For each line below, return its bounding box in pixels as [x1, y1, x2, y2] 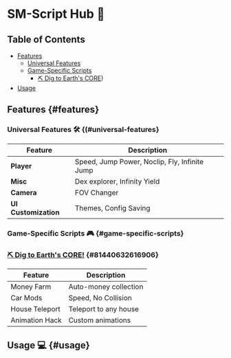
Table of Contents [7, 34, 86, 45]
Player [10, 161, 32, 170]
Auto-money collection [68, 282, 144, 291]
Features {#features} [7, 104, 100, 115]
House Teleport [10, 304, 60, 313]
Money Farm [10, 282, 52, 291]
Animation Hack [10, 315, 62, 325]
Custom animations [68, 315, 131, 325]
